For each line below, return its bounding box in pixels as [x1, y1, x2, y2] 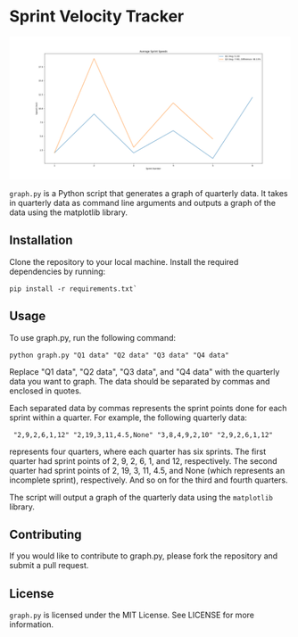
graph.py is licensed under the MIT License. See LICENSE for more [9, 609, 254, 621]
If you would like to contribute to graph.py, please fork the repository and [9, 550, 278, 561]
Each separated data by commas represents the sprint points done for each [9, 402, 287, 413]
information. [9, 619, 54, 630]
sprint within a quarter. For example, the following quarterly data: [9, 412, 248, 423]
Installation [9, 233, 73, 248]
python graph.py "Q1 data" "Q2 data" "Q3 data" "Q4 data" [9, 351, 229, 360]
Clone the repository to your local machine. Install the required [9, 256, 239, 267]
